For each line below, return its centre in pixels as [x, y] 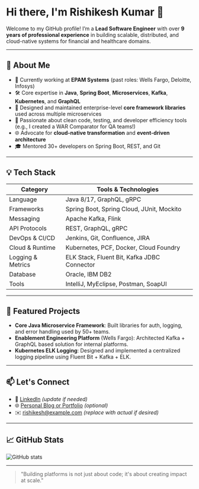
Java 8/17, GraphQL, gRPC [103, 199]
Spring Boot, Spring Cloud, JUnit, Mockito [123, 209]
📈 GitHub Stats [35, 439]
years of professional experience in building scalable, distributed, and [93, 34]
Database [23, 274]
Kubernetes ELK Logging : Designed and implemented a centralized [97, 351]
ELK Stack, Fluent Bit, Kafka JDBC [113, 257]
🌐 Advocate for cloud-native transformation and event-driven [92, 132]
